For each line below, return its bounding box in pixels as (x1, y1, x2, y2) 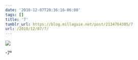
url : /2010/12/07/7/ (5, 26, 49, 32)
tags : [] (5, 12, 24, 17)
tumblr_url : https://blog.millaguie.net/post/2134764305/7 (5, 21, 133, 27)
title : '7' (5, 17, 29, 22)
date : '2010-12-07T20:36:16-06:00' (5, 7, 81, 13)
